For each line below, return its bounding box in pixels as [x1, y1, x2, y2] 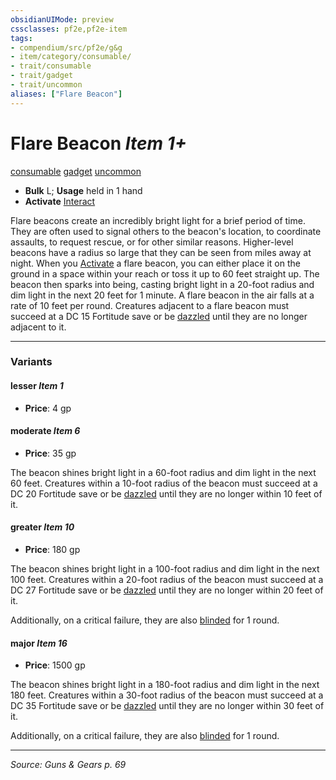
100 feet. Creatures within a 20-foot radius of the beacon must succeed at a [10, 574, 324, 586]
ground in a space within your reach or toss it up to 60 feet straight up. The [10, 267, 320, 280]
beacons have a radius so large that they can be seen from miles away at [10, 246, 312, 258]
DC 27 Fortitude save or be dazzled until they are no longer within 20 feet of [10, 584, 324, 596]
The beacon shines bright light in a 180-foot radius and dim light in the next [10, 679, 320, 691]
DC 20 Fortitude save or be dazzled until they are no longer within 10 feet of [10, 487, 323, 500]
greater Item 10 [10, 521, 75, 533]
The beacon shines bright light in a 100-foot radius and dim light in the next [10, 563, 320, 575]
